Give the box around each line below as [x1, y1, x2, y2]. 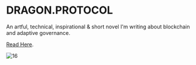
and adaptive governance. [6, 29, 70, 36]
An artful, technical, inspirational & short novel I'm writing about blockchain [6, 23, 190, 30]
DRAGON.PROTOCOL [6, 4, 113, 17]
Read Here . [6, 41, 34, 48]
